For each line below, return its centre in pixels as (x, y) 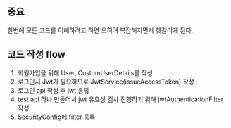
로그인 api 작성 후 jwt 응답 (53, 90)
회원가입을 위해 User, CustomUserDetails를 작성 (85, 72)
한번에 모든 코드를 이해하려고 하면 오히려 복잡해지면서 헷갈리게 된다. (100, 30)
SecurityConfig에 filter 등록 (56, 117)
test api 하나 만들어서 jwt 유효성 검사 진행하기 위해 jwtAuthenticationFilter (120, 99)
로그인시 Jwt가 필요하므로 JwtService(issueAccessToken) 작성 (106, 82)
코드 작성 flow (36, 55)
